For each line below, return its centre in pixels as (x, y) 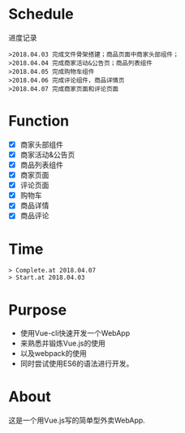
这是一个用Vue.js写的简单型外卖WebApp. (77, 420)
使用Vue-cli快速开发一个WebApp (75, 333)
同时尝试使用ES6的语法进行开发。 (77, 364)
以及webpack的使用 (53, 354)
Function (39, 121)
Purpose (38, 310)
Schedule (41, 14)
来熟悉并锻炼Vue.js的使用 (62, 343)
